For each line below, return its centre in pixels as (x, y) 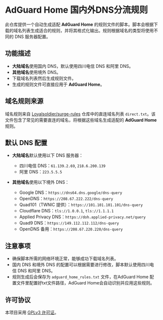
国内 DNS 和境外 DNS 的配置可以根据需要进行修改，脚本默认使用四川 (81, 265)
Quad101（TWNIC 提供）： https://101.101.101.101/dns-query (81, 205)
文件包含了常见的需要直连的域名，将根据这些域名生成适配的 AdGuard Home (81, 120)
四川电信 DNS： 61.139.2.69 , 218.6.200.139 (62, 166)
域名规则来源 (24, 101)
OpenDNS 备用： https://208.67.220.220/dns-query (71, 229)
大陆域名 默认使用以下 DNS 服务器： (48, 155)
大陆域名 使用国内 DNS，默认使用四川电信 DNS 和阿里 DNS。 (73, 66)
